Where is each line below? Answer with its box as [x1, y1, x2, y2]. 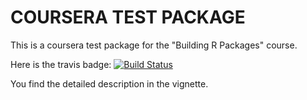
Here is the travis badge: [10, 58, 112, 70]
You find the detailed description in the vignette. [10, 77, 209, 90]
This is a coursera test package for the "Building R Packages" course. [10, 39, 298, 51]
